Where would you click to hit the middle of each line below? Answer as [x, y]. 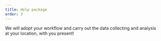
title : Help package [26, 10]
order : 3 [14, 14]
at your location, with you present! [40, 33]
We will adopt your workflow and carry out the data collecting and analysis [80, 28]
